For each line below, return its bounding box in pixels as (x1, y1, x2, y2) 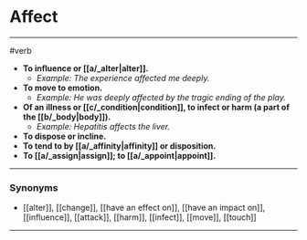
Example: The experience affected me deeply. (36, 72, 210, 83)
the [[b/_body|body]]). (22, 111, 111, 122)
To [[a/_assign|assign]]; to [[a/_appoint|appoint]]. (22, 150, 217, 161)
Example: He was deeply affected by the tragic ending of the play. (36, 91, 286, 102)
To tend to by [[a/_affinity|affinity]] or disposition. (22, 140, 217, 151)
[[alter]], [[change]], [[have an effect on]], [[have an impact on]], (22, 203, 266, 214)
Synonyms (9, 181, 58, 193)
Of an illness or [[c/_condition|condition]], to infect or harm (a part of (22, 101, 290, 112)
